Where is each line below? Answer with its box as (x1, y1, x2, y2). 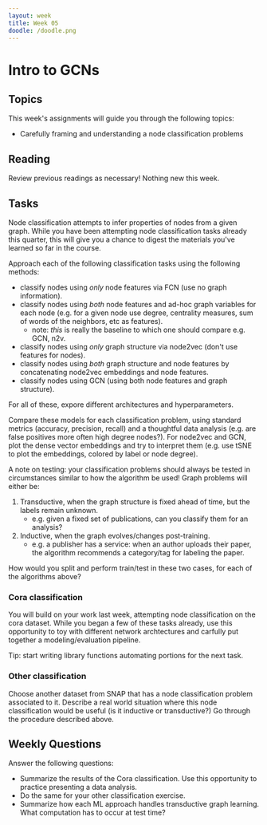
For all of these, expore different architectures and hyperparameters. (8, 400, 234, 409)
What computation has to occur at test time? (19, 807, 166, 818)
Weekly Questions (8, 737, 102, 751)
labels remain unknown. (19, 506, 98, 515)
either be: (8, 482, 40, 491)
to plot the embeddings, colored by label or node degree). (8, 449, 198, 459)
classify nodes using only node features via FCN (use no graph (19, 282, 227, 292)
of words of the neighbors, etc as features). (19, 317, 163, 326)
